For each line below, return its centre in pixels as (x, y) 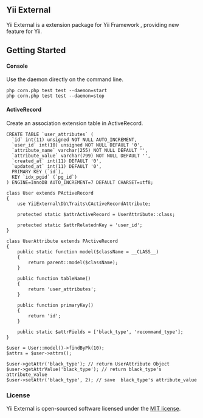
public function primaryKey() (56, 305)
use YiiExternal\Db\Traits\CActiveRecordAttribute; (84, 204)
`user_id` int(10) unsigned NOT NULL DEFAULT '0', (77, 145)
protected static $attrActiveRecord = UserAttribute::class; (96, 214)
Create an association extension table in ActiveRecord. (75, 123)
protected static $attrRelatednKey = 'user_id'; (80, 225)
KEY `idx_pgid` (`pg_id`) (45, 177)
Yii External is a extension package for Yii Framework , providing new (93, 24)
